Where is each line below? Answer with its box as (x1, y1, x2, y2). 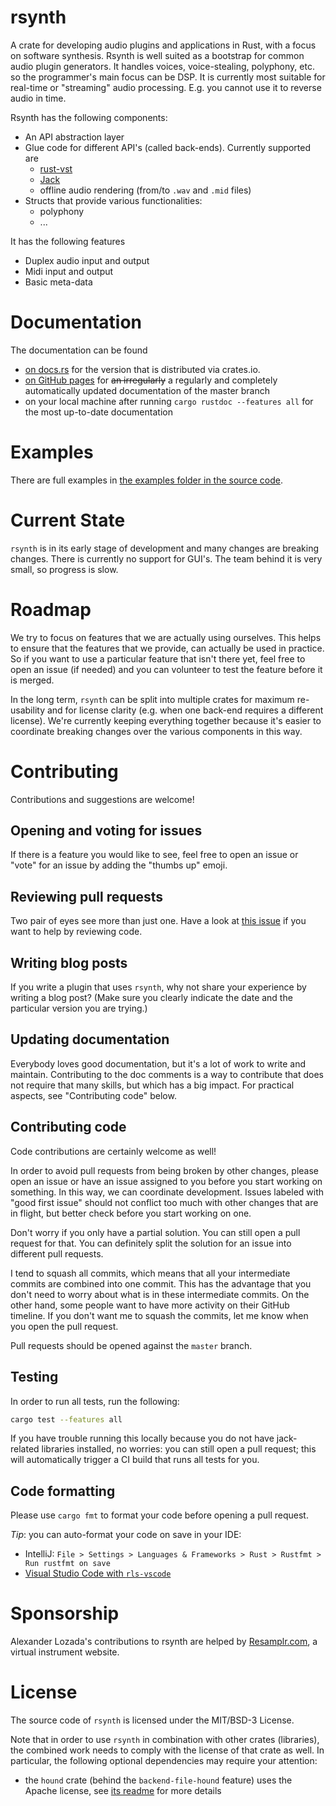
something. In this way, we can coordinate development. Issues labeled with (10, 1186, 325, 1198)
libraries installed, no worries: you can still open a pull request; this (41, 1443, 317, 1455)
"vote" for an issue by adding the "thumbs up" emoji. (10, 859, 228, 871)
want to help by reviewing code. (10, 926, 143, 938)
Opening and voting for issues (10, 822, 203, 840)
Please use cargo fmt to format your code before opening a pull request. (10, 1509, 309, 1521)
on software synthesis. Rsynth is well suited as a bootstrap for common (10, 49, 305, 61)
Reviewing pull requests (10, 888, 164, 905)
